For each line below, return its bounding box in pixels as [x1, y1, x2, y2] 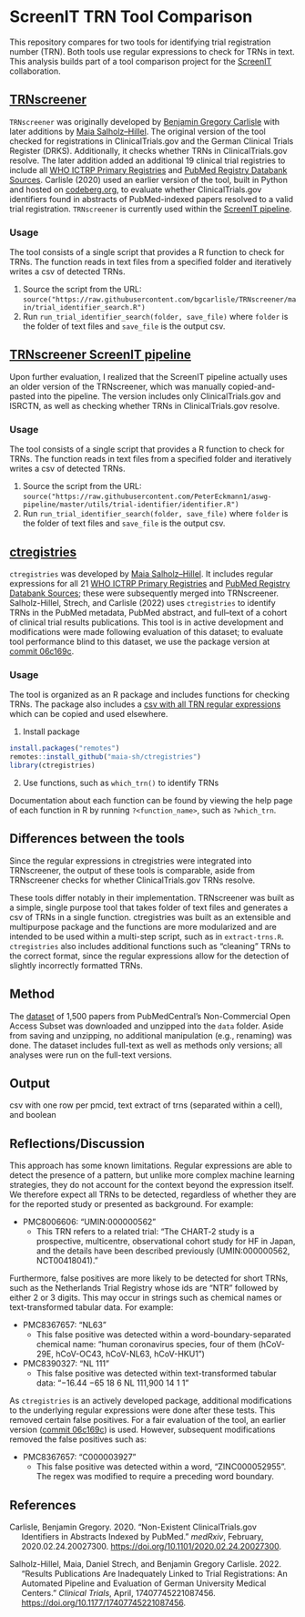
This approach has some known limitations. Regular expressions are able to [9, 1160, 293, 1172]
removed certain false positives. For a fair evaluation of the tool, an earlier [9, 1415, 287, 1426]
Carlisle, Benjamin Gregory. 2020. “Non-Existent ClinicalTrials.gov [9, 1521, 258, 1532]
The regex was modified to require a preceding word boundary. [36, 1471, 275, 1482]
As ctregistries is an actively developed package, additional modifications [9, 1396, 293, 1407]
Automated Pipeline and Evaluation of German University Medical [21, 1578, 267, 1589]
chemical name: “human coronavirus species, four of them [36, 1339, 257, 1350]
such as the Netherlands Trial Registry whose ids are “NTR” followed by [9, 1283, 280, 1294]
